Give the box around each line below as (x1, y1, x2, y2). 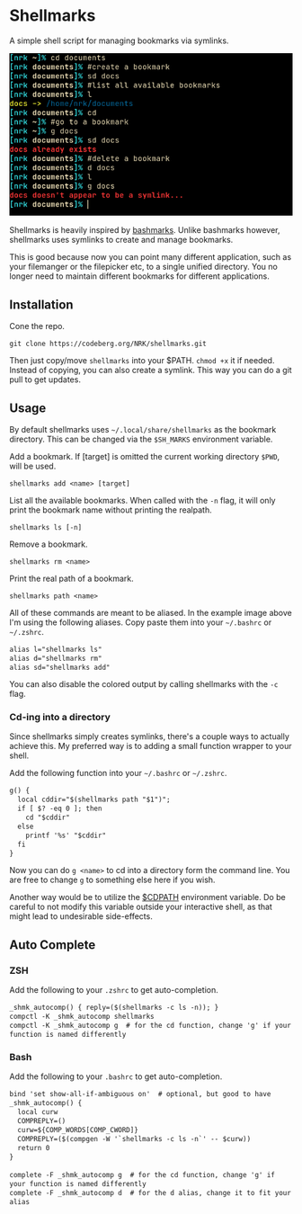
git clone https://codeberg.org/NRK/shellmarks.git (9, 339, 207, 349)
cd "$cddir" (25, 813, 70, 823)
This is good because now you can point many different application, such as (9, 252, 292, 263)
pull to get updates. (9, 374, 81, 385)
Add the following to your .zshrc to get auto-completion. (9, 985, 218, 995)
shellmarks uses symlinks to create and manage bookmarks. (9, 235, 234, 245)
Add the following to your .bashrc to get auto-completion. (9, 1071, 223, 1082)
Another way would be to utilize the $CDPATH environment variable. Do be (9, 892, 286, 903)
